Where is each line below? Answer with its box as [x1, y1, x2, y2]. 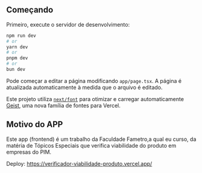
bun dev [6, 67, 26, 73]
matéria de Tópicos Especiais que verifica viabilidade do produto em [6, 142, 177, 149]
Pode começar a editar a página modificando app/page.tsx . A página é [6, 77, 182, 84]
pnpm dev [6, 55, 28, 61]
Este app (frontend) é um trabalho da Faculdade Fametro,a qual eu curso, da [6, 135, 197, 143]
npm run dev [6, 33, 36, 39]
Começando [6, 5, 54, 15]
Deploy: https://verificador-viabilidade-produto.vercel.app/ [6, 160, 153, 167]
